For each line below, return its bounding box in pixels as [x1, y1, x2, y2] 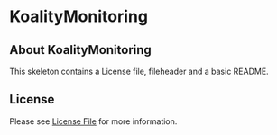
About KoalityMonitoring [9, 42, 152, 58]
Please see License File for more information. [9, 115, 178, 127]
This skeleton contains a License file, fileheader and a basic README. [9, 66, 269, 76]
